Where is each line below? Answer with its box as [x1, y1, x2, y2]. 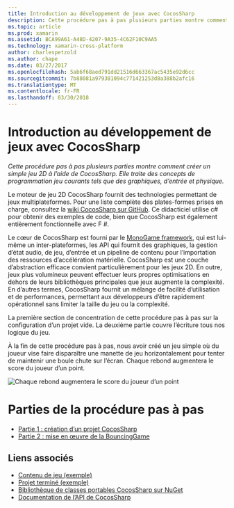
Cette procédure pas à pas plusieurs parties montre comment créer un [8, 161, 211, 170]
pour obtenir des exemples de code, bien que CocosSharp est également [8, 212, 218, 221]
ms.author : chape [8, 56, 58, 63]
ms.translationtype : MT [8, 81, 77, 88]
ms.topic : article [8, 23, 61, 30]
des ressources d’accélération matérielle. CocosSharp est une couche [8, 255, 209, 264]
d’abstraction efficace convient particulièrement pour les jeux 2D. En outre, [8, 262, 223, 271]
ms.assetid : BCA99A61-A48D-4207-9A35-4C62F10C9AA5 [8, 36, 158, 43]
